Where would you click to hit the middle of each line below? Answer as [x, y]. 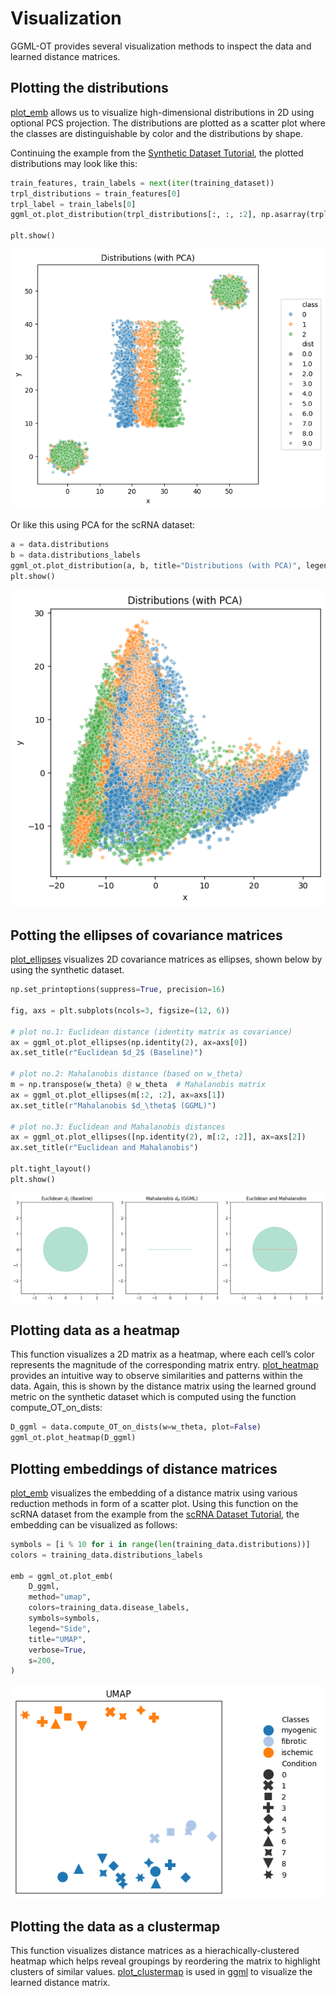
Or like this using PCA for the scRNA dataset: [103, 525]
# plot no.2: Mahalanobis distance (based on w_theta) [127, 1074]
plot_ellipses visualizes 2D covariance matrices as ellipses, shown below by [166, 959]
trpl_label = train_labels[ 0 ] [73, 204]
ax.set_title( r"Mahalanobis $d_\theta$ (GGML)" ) [113, 1105]
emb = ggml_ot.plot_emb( [62, 1576]
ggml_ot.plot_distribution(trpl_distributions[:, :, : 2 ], [133, 215]
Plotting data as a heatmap [95, 1330]
